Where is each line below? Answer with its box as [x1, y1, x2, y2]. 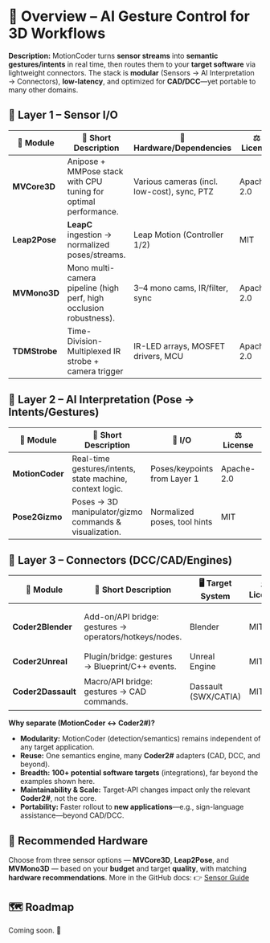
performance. [67, 206, 119, 217]
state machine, [72, 473, 128, 484]
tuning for [67, 186, 104, 197]
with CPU [67, 176, 103, 187]
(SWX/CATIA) [190, 691, 241, 702]
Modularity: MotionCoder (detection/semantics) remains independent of [19, 734, 261, 744]
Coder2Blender [12, 621, 72, 632]
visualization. [72, 526, 122, 537]
